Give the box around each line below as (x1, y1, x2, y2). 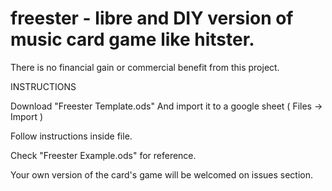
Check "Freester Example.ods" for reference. (10, 149, 197, 161)
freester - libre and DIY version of (10, 7, 294, 30)
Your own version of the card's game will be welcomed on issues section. (10, 168, 314, 181)
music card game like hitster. (10, 28, 255, 51)
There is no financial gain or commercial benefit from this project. (10, 61, 280, 73)
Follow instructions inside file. (10, 130, 133, 142)
